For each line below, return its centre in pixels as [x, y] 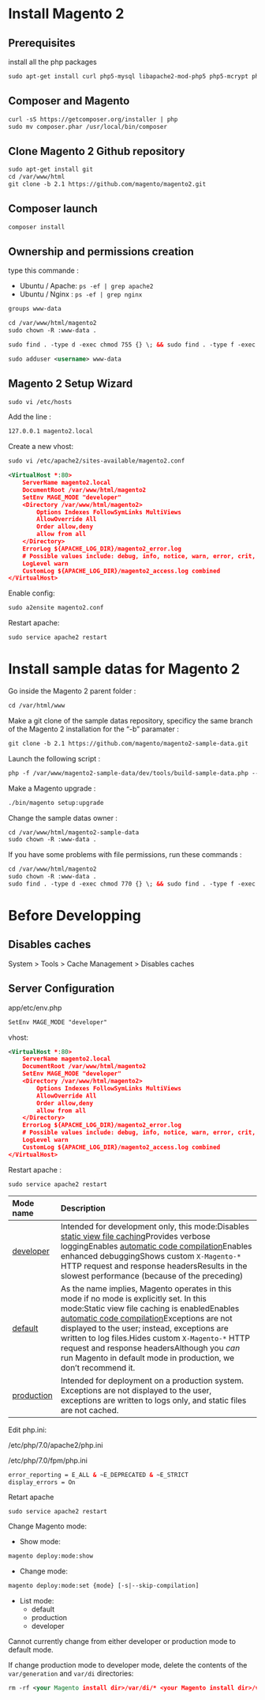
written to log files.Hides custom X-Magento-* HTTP [155, 1338]
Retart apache [31, 1497]
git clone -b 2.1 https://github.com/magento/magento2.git [107, 184]
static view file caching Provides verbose [135, 1236]
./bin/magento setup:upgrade [56, 803]
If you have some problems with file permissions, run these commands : [125, 855]
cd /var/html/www [37, 705]
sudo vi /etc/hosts [40, 402]
